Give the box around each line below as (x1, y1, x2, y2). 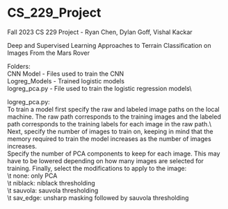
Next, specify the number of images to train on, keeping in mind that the (7, 127, 213, 135)
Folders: (7, 62, 31, 70)
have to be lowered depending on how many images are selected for (7, 156, 204, 165)
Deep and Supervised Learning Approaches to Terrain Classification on (7, 41, 211, 49)
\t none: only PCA (7, 172, 58, 180)
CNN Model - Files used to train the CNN (7, 69, 124, 78)
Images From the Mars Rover (7, 49, 90, 57)
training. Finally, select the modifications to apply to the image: (7, 164, 187, 172)
